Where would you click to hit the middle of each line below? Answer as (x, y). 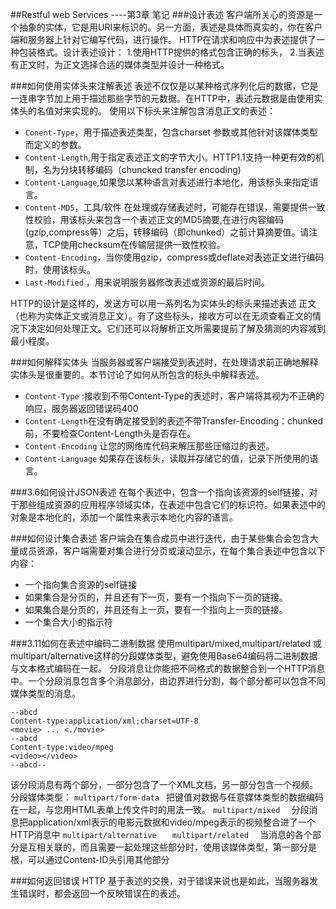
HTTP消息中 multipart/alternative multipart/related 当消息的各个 (161, 834)
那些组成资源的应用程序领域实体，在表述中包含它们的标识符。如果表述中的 (172, 504)
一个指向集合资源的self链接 (80, 584)
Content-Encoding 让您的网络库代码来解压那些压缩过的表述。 (149, 446)
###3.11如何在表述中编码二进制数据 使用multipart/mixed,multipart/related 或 (166, 643)
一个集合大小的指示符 (68, 622)
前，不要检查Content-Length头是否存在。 (110, 433)
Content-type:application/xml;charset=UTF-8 (104, 721)
